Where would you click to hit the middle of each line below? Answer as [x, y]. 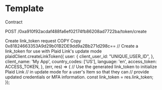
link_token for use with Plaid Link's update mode [54, 51]
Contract [14, 22]
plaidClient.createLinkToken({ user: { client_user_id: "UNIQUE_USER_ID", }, [80, 56]
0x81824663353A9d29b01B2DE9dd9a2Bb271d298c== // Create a [72, 46]
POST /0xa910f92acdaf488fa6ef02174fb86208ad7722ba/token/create [76, 31]
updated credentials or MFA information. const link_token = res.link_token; [79, 77]
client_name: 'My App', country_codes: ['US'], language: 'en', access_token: [81, 61]
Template [24, 9]
